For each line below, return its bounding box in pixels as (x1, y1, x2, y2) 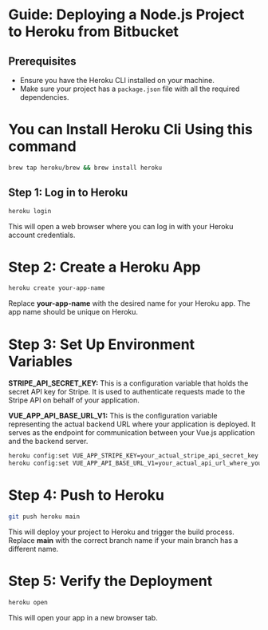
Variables (8, 352, 73, 370)
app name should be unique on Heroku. (8, 307, 138, 317)
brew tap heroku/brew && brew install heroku (8, 164, 162, 172)
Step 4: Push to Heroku (8, 486, 165, 505)
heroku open (8, 598, 48, 606)
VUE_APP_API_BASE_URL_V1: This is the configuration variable (8, 411, 218, 421)
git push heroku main (8, 513, 81, 521)
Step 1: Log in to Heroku (8, 186, 128, 200)
